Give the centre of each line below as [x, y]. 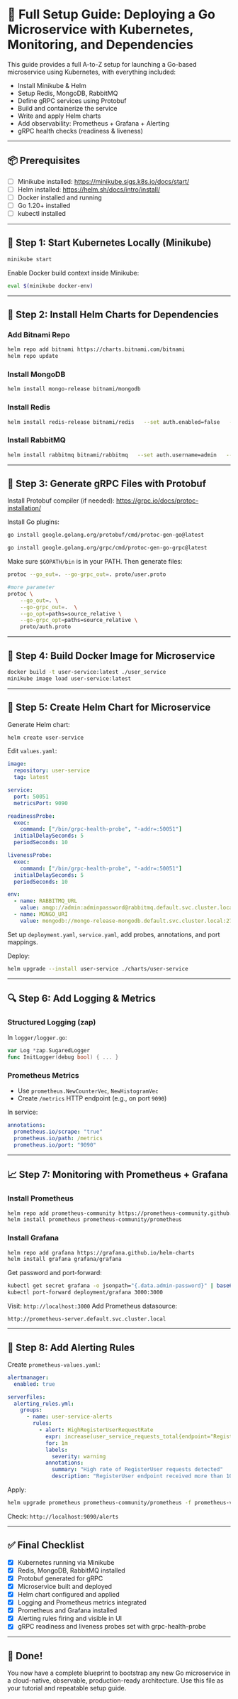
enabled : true [34, 1384]
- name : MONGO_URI [41, 914]
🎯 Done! [25, 1656]
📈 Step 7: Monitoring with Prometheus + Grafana [118, 1175]
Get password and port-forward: [55, 1273]
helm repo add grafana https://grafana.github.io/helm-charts [101, 1252]
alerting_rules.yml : [44, 1404]
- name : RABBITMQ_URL [46, 901]
